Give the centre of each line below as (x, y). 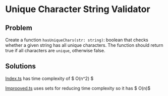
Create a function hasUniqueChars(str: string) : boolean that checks (77, 40)
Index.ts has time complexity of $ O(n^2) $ (49, 78)
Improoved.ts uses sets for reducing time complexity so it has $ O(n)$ (78, 88)
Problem (19, 28)
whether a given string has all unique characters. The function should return (84, 45)
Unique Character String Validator (78, 9)
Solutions (21, 66)
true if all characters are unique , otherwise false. (55, 51)
